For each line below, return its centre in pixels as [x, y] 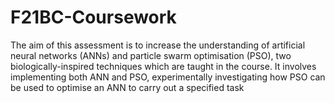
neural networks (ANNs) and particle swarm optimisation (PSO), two [151, 55]
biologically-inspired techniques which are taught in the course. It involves [163, 66]
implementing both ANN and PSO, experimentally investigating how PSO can [168, 77]
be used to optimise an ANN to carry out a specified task [127, 87]
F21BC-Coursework [93, 17]
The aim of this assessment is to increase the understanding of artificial [158, 45]
